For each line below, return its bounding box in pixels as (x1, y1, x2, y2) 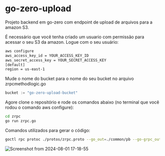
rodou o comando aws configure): (5, 104, 74, 110)
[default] (5, 62, 26, 67)
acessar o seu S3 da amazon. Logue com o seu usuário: (5, 39, 119, 45)
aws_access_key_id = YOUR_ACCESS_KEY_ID (5, 53, 89, 58)
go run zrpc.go (5, 119, 36, 124)
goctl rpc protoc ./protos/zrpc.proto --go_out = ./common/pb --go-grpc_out (5, 137, 162, 142)
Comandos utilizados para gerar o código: (5, 127, 90, 133)
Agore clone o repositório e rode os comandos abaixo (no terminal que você (5, 99, 160, 105)
